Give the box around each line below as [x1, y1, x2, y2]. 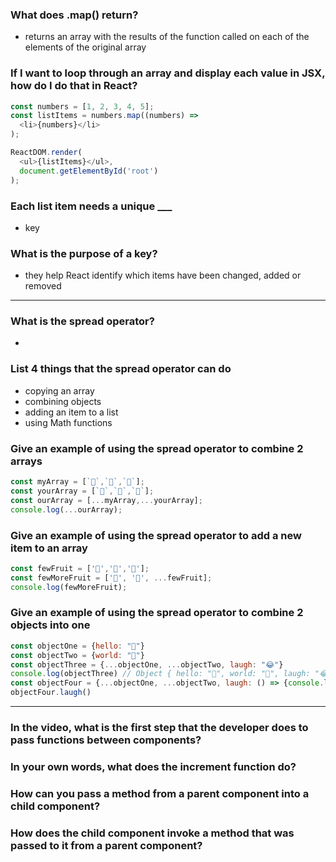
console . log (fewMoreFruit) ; [10, 582, 128, 592]
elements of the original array [24, 41, 147, 53]
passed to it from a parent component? [10, 838, 203, 852]
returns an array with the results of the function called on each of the [24, 31, 310, 43]
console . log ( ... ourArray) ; [10, 504, 123, 515]
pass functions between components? [10, 733, 202, 747]
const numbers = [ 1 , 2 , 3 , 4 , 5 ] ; [10, 101, 155, 112]
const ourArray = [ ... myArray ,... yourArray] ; [10, 495, 203, 505]
